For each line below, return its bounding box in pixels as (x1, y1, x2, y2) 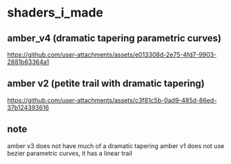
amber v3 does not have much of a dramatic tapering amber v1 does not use (7, 141, 225, 150)
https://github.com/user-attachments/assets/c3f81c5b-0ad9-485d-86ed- (7, 96, 217, 104)
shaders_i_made (7, 5, 103, 21)
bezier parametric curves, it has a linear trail (7, 149, 132, 157)
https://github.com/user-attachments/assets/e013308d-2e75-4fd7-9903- (7, 50, 217, 59)
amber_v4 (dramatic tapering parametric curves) (7, 32, 222, 44)
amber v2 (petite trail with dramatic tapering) (7, 78, 205, 90)
